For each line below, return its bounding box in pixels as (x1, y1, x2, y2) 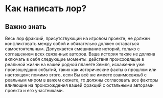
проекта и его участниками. (5, 88, 64, 93)
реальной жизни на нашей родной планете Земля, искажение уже (5, 62, 145, 67)
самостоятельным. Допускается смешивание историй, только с (5, 46, 140, 51)
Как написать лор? (5, 3, 87, 14)
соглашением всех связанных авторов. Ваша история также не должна (5, 51, 156, 57)
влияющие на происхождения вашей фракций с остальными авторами (5, 82, 154, 88)
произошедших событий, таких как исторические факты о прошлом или (5, 67, 157, 73)
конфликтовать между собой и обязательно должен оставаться (5, 41, 140, 47)
